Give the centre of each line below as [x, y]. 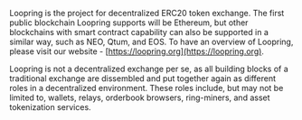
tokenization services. [51, 107]
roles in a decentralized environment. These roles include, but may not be [146, 88]
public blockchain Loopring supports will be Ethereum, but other [129, 23]
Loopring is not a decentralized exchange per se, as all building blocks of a [149, 69]
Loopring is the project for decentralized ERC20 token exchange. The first [147, 13]
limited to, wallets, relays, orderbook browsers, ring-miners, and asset [140, 97]
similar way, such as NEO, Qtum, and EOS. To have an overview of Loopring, [151, 42]
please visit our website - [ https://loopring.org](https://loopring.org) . [137, 51]
